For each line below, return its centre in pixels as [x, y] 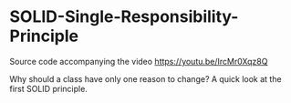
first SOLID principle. [49, 88]
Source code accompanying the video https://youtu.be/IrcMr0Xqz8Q [139, 61]
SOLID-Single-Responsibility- [124, 17]
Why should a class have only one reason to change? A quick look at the [145, 78]
